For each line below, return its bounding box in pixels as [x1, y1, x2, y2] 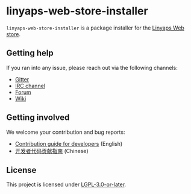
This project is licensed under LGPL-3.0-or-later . [6, 181, 127, 188]
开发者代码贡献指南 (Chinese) [14, 147, 89, 154]
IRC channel [14, 82, 45, 89]
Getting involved [6, 113, 70, 123]
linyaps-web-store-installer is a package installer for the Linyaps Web [6, 24, 185, 31]
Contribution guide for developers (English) [14, 140, 123, 147]
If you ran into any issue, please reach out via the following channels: [6, 64, 178, 71]
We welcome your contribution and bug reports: [6, 128, 125, 136]
